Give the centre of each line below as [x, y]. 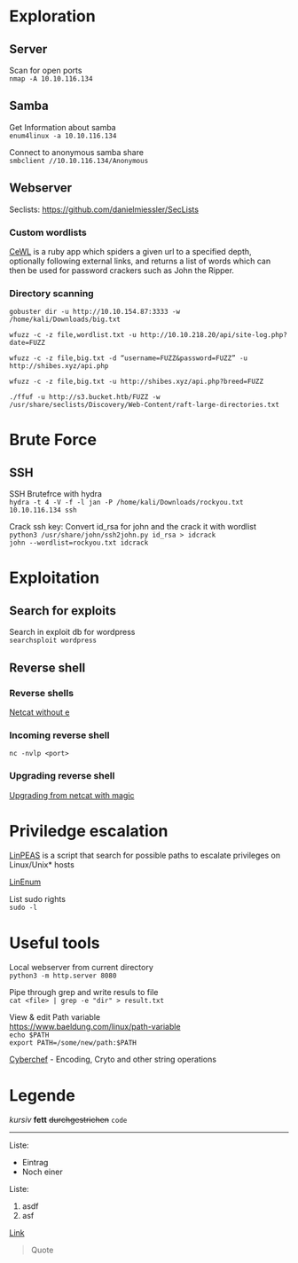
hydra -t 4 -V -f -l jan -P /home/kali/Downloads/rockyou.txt [126, 503]
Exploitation [55, 578]
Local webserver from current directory [81, 968]
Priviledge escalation [89, 831]
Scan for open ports [46, 70]
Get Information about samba [63, 127]
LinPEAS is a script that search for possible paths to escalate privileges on [145, 855]
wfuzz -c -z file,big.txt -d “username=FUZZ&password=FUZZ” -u [129, 358]
